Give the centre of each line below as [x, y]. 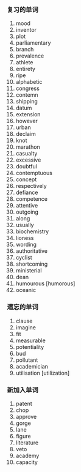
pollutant [27, 360]
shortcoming [32, 264]
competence [32, 199]
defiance [27, 193]
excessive [28, 160]
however [27, 121]
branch [25, 50]
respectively [31, 186]
